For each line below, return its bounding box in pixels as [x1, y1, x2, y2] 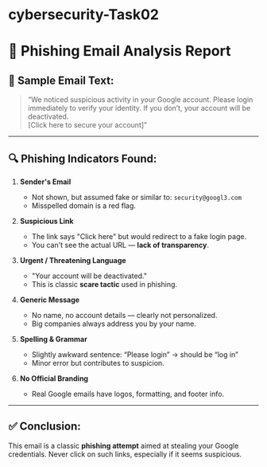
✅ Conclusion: [8, 420, 81, 434]
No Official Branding [19, 374, 89, 383]
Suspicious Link [19, 217, 74, 226]
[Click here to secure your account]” [27, 120, 147, 130]
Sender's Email [19, 177, 72, 186]
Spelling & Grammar [19, 335, 87, 343]
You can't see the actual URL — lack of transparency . [31, 241, 209, 249]
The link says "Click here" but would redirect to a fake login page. [31, 232, 247, 241]
